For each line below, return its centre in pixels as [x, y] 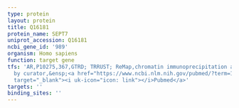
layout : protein [31, 21]
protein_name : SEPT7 [38, 34]
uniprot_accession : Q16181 [47, 40]
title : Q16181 [28, 27]
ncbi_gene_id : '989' [38, 47]
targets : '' [25, 87]
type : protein [28, 14]
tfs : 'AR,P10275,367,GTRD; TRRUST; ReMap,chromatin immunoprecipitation [117, 67]
